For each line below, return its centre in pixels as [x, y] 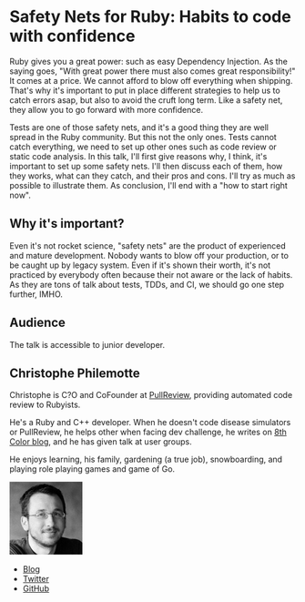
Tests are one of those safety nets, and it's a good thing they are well [139, 127]
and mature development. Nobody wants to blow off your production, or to [149, 255]
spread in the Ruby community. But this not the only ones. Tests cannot [143, 137]
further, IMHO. [36, 294]
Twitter [36, 579]
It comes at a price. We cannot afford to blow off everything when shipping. [151, 80]
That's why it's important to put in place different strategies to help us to [145, 90]
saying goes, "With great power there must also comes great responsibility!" [152, 71]
